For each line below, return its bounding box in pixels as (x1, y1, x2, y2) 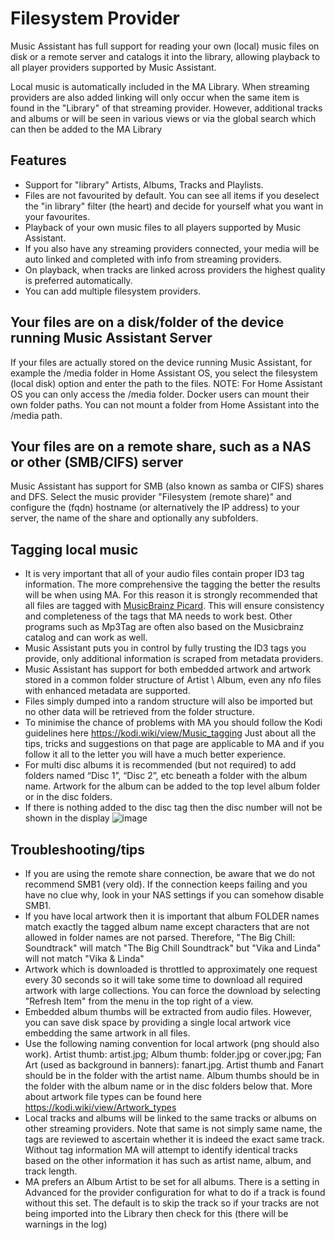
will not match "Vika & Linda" (24, 953, 145, 964)
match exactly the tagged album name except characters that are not (24, 921, 310, 932)
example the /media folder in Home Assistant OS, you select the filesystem (10, 367, 318, 379)
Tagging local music (10, 541, 139, 558)
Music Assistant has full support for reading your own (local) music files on (10, 40, 320, 52)
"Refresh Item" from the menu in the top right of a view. (24, 995, 254, 1007)
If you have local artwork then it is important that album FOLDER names (24, 910, 320, 922)
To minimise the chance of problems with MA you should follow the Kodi (24, 717, 323, 729)
